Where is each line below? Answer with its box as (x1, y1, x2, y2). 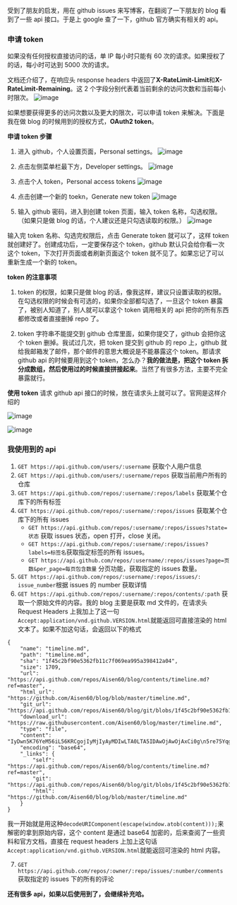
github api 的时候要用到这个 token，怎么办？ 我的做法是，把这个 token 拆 (17, 356, 229, 364)
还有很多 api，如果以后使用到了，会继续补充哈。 (7, 889, 148, 898)
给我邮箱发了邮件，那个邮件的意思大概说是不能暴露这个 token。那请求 (17, 347, 221, 356)
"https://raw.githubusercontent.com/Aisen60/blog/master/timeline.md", (7, 719, 222, 727)
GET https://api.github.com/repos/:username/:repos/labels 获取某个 (17, 488, 221, 497)
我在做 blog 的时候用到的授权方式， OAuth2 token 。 (7, 117, 158, 126)
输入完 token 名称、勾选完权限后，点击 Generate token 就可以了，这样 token (7, 231, 229, 240)
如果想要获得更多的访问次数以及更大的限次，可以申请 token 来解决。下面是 (7, 108, 225, 117)
